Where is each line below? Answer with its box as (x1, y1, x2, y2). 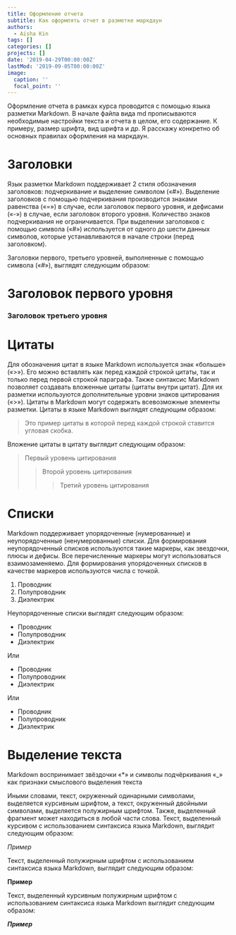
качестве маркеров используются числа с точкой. (7, 567, 160, 575)
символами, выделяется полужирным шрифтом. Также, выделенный (7, 807, 216, 815)
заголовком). (7, 240, 47, 248)
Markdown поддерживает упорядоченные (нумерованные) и (7, 529, 191, 538)
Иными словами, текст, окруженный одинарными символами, (7, 792, 196, 800)
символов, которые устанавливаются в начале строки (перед (7, 232, 194, 241)
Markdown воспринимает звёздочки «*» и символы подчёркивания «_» (7, 771, 223, 779)
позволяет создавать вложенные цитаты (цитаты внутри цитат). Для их (7, 382, 223, 392)
